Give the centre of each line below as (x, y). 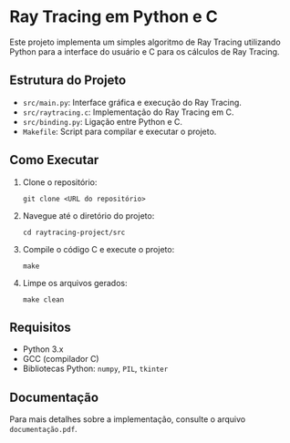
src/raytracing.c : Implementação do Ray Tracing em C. (128, 112)
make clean (43, 299)
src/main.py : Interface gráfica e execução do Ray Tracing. (132, 102)
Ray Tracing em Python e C (114, 17)
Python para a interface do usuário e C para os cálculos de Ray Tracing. (145, 51)
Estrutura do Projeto (68, 81)
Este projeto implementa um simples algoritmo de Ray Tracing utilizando (145, 42)
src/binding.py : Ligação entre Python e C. (103, 121)
